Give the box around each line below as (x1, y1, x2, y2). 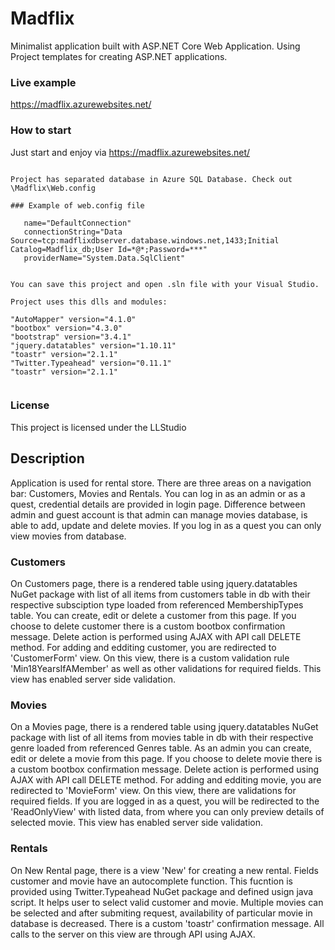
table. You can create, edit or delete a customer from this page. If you (10, 609, 297, 621)
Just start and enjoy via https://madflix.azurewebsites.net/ (10, 146, 251, 158)
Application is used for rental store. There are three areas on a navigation (10, 477, 312, 489)
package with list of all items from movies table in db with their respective (10, 732, 314, 744)
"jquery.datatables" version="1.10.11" (10, 340, 177, 351)
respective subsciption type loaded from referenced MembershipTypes (10, 598, 304, 611)
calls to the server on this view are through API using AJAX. (10, 928, 256, 940)
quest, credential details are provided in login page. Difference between (10, 498, 306, 510)
